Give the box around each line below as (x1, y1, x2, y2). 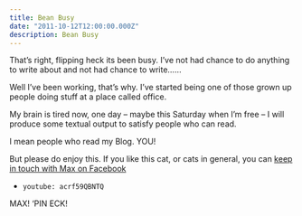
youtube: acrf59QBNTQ (22, 183, 104, 192)
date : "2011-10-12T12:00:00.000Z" (9, 22, 140, 31)
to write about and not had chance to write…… (9, 64, 183, 75)
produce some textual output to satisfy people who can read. (9, 118, 237, 129)
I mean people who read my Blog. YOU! (9, 136, 156, 147)
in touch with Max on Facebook (9, 164, 127, 174)
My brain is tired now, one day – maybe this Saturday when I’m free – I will (9, 109, 285, 120)
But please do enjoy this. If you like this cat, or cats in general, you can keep (9, 154, 293, 164)
